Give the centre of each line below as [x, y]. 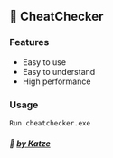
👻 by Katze [30, 143]
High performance [56, 81]
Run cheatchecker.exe [50, 123]
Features [29, 42]
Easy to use [44, 62]
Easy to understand [59, 71]
